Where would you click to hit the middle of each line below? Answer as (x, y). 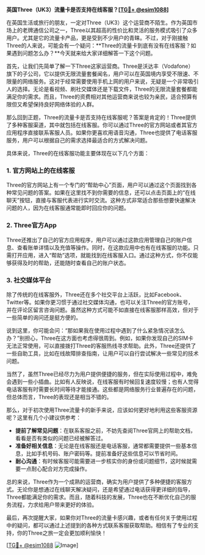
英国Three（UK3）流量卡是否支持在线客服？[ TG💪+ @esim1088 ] (88, 9)
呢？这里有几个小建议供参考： (44, 417)
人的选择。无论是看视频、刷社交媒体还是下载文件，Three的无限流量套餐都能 (102, 89)
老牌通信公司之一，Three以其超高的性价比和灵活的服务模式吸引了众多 (110, 30)
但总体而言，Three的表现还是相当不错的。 (59, 397)
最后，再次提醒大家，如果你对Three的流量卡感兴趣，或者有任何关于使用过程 (102, 517)
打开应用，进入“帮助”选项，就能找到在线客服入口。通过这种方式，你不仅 (102, 255)
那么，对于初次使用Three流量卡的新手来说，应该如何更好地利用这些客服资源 (102, 410)
